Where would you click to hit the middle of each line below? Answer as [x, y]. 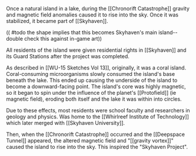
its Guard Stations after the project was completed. [68, 56]
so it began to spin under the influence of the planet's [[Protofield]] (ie [91, 93]
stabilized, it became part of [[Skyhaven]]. [57, 21]
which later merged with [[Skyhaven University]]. [66, 123]
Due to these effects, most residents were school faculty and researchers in [98, 110]
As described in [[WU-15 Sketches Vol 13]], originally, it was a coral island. [96, 68]
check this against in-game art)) [63, 39]
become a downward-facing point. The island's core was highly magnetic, [96, 87]
